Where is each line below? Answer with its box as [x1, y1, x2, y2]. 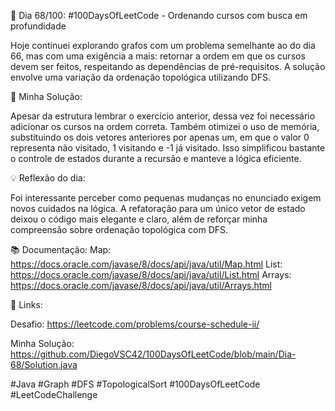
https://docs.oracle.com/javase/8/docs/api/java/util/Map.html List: [10, 258, 283, 270]
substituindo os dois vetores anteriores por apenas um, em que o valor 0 [10, 131, 310, 143]
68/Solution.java [10, 359, 78, 370]
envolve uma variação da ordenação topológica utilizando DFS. [10, 71, 272, 83]
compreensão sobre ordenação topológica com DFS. [10, 224, 229, 235]
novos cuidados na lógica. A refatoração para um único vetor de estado [10, 203, 306, 214]
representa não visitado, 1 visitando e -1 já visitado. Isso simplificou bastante [10, 142, 326, 154]
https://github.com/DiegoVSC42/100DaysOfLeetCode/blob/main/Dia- [10, 348, 297, 360]
